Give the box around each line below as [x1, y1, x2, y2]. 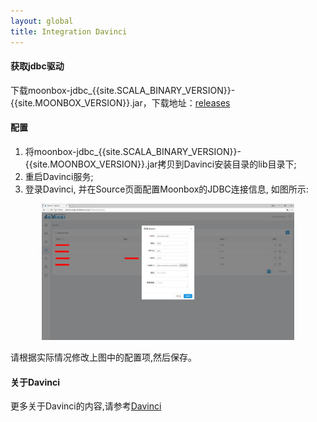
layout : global [10, 16, 74, 26]
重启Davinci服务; [24, 170, 94, 182]
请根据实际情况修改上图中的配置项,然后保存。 [10, 351, 198, 364]
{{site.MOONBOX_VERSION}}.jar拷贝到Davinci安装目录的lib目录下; [24, 158, 297, 170]
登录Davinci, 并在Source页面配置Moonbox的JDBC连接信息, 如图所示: [24, 183, 309, 195]
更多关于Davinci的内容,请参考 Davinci [10, 400, 162, 412]
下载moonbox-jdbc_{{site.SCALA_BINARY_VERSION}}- [10, 84, 236, 96]
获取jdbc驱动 [10, 60, 65, 72]
